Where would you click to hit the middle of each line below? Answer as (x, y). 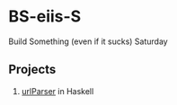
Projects (32, 70)
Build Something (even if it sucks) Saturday (88, 41)
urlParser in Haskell (58, 91)
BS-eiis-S (45, 17)
